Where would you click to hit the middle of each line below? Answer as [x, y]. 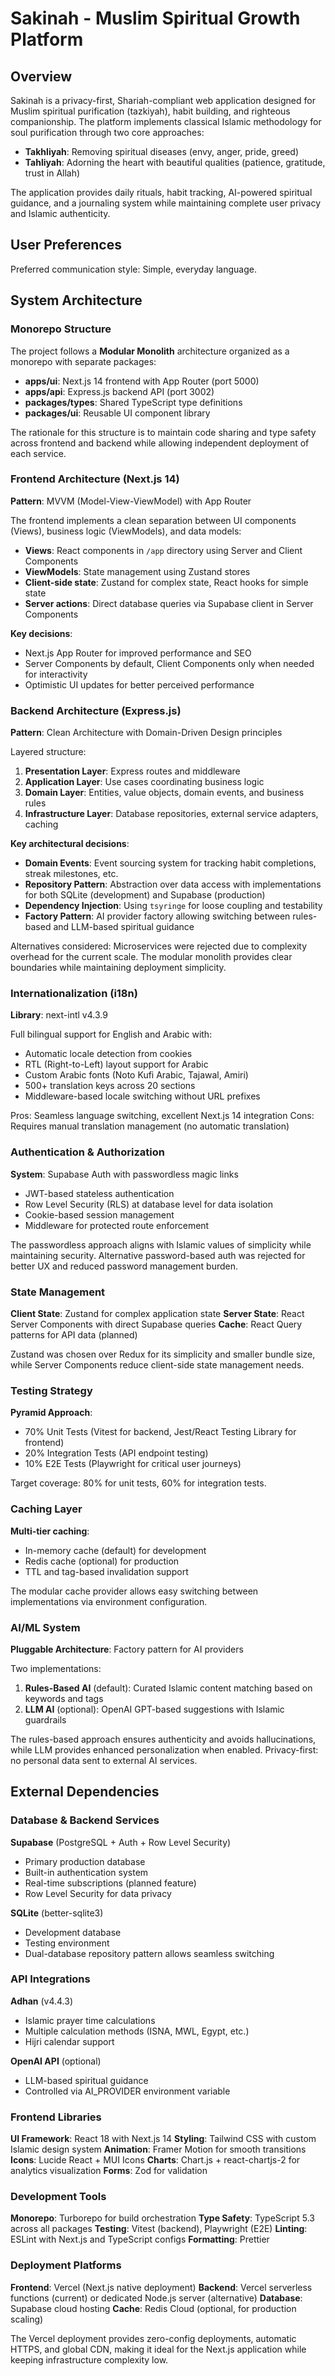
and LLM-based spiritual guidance [124, 927]
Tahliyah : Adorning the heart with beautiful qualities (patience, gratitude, [175, 162]
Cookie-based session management [99, 1214]
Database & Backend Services [85, 1820]
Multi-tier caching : [50, 1531]
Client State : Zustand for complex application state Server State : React [157, 1313]
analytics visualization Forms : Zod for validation [109, 2171]
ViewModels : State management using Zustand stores [137, 571]
